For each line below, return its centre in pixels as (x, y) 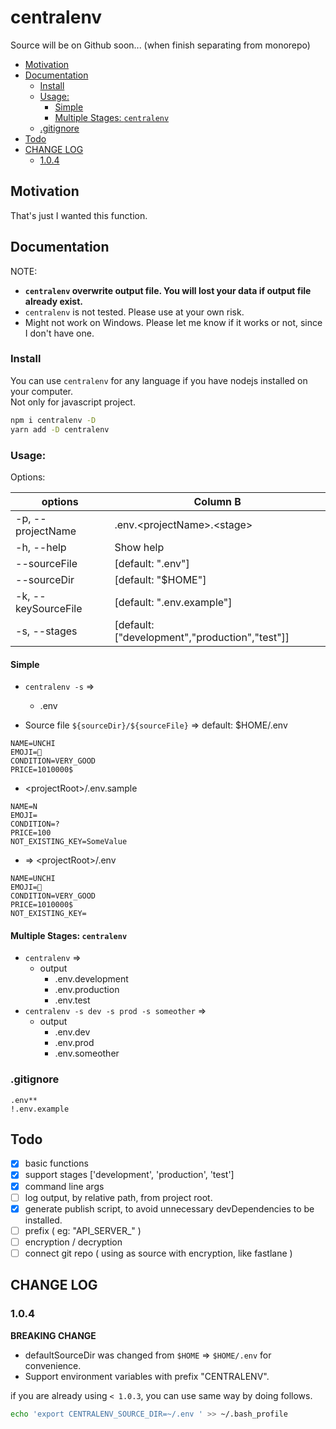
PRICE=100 (31, 833)
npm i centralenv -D (53, 420)
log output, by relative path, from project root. (118, 1197)
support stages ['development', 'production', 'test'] (129, 1175)
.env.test (72, 1000)
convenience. (53, 1365)
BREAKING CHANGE (53, 1335)
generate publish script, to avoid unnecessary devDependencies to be (169, 1208)
